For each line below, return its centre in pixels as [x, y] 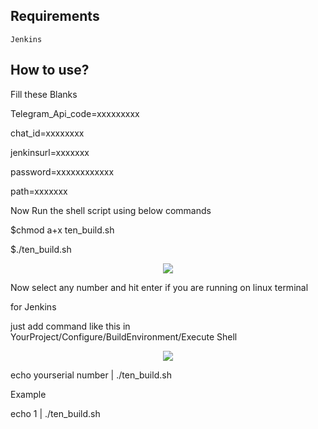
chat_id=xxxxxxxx [47, 133]
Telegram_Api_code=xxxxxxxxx [75, 113]
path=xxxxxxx [39, 191]
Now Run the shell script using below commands [111, 210]
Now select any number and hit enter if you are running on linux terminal [159, 287]
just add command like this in [70, 326]
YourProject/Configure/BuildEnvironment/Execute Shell [124, 336]
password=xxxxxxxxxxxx [62, 171]
